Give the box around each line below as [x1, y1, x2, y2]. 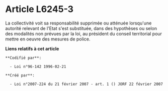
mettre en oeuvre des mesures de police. [5, 36, 91, 42]
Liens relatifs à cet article [5, 45, 59, 51]
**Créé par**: [5, 72, 35, 78]
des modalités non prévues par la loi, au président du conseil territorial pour [5, 30, 162, 36]
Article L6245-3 [5, 3, 74, 15]
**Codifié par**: [5, 55, 42, 60]
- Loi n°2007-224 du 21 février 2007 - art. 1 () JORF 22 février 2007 [10, 81, 163, 86]
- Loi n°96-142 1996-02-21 [10, 64, 66, 69]
